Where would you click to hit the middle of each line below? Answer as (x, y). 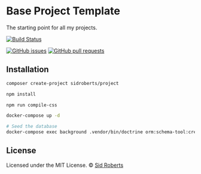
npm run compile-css (32, 105)
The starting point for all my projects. (52, 28)
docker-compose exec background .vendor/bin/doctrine (75, 132)
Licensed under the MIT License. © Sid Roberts (65, 165)
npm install (21, 94)
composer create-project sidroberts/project (63, 83)
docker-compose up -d (33, 116)
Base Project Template (63, 11)
